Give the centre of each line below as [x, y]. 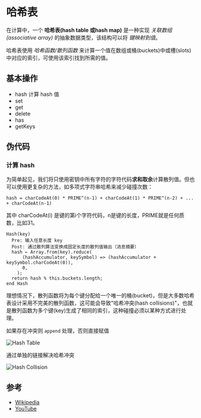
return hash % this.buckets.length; [57, 279]
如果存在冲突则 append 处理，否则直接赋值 [58, 331]
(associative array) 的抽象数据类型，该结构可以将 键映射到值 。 [83, 37]
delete [23, 113]
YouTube [26, 409]
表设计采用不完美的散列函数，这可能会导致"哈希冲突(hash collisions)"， [94, 303]
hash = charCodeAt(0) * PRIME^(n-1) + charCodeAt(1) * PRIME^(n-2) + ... [100, 199]
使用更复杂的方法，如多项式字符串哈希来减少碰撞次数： [85, 187]
